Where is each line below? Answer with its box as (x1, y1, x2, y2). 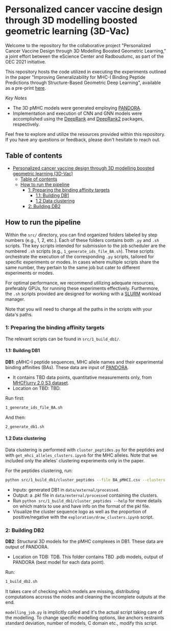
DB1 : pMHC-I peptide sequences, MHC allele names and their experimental (5, 359, 163, 365)
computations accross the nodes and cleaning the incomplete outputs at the (5, 594, 166, 600)
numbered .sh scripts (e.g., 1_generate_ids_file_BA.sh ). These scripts (5, 248, 154, 254)
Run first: (5, 395, 25, 401)
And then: (5, 414, 26, 420)
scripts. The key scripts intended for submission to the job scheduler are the (5, 242, 166, 249)
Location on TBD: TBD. (12, 385, 61, 392)
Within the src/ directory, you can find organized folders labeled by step (5, 232, 158, 238)
